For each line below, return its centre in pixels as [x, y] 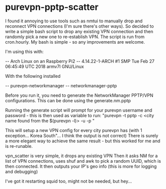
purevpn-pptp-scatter [52, 7]
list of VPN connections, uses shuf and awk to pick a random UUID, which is [83, 161]
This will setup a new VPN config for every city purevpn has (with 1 [74, 130]
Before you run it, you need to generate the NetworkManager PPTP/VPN [79, 95]
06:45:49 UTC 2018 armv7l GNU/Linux [45, 66]
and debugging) [22, 171]
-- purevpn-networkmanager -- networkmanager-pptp [61, 85]
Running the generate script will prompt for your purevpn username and [79, 110]
